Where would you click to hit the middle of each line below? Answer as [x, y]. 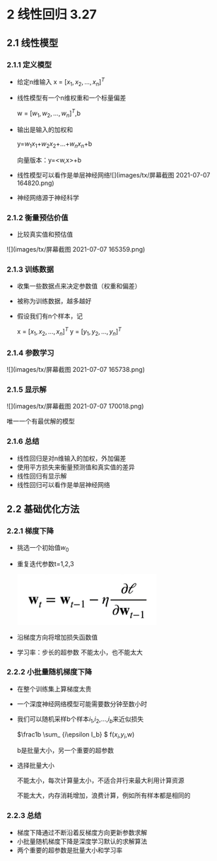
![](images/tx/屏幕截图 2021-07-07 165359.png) [76, 249]
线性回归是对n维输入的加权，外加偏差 [71, 458]
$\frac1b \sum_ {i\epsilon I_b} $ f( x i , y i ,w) [76, 735]
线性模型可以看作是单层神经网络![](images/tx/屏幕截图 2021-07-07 [113, 175]
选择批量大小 [35, 766]
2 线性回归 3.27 [52, 14]
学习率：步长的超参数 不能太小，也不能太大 [80, 652]
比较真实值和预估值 [45, 234]
